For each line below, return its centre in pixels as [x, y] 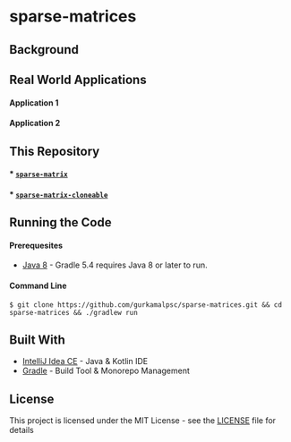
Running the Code [60, 222]
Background [44, 50]
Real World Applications [78, 79]
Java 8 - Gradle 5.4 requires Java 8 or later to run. [115, 265]
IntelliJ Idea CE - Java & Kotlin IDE [85, 361]
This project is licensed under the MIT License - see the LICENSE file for [142, 421]
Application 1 [34, 102]
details [21, 430]
